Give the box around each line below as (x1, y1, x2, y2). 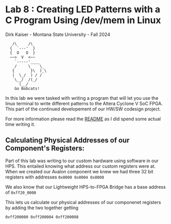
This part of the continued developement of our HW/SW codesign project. (5, 106, 161, 112)
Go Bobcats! (14, 86, 40, 91)
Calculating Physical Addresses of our (5, 136, 130, 145)
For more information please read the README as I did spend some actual (5, 116, 161, 122)
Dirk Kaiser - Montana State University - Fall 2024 (5, 31, 111, 37)
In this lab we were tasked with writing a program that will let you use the (5, 95, 159, 101)
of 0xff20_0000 (5, 189, 37, 195)
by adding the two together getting (5, 205, 79, 211)
